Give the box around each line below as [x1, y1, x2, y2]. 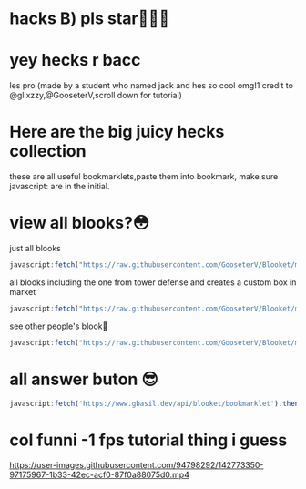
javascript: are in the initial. [9, 181, 110, 192]
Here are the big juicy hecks [9, 122, 225, 142]
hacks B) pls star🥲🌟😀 [9, 8, 170, 29]
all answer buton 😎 [9, 369, 159, 390]
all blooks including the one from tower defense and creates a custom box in [9, 277, 297, 288]
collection [9, 141, 87, 162]
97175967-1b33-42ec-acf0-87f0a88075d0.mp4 [9, 469, 189, 481]
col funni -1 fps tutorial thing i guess [9, 430, 288, 450]
